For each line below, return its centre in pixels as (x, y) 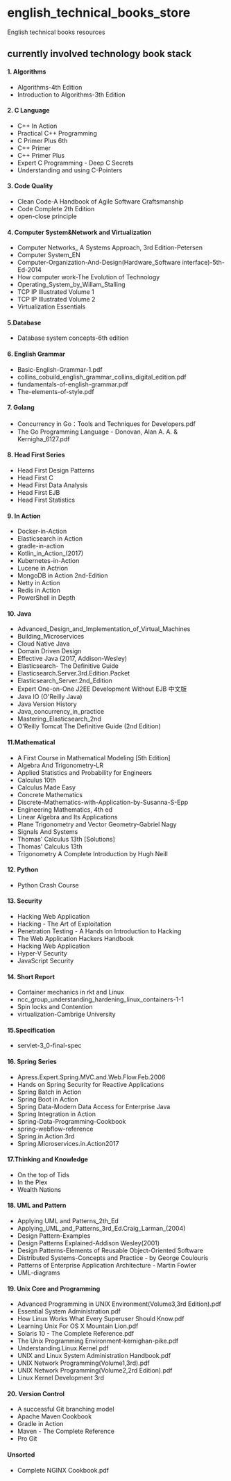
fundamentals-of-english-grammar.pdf (72, 384)
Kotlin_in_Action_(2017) (50, 553)
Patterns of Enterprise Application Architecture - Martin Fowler (106, 1265)
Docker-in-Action (42, 531)
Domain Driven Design (49, 651)
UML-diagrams (38, 1273)
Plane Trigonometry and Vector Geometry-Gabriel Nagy (97, 824)
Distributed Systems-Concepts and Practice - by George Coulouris (113, 1258)
